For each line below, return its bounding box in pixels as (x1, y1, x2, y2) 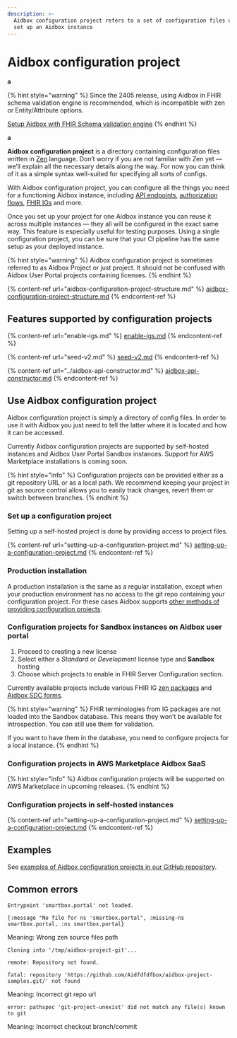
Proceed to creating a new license (17, 647, 117, 655)
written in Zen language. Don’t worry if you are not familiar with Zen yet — (7, 155, 222, 163)
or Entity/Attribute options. (7, 106, 84, 115)
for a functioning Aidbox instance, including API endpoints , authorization (7, 191, 218, 200)
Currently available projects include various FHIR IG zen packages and (7, 684, 212, 692)
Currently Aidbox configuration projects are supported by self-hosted (7, 442, 209, 450)
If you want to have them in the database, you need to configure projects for (7, 733, 229, 742)
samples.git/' (7, 978, 49, 985)
